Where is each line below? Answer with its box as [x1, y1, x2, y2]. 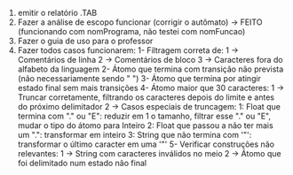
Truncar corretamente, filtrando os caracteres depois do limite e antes [17, 92, 275, 103]
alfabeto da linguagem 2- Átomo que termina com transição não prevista [17, 64, 284, 74]
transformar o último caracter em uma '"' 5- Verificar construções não [17, 139, 275, 149]
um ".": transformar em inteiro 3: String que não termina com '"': [17, 130, 252, 140]
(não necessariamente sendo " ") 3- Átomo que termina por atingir [17, 73, 262, 83]
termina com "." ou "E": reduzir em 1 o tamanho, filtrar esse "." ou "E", [17, 110, 272, 121]
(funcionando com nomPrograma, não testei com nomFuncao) [17, 27, 246, 36]
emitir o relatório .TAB [17, 8, 98, 18]
